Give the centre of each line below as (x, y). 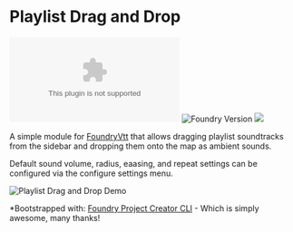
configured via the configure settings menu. (92, 173)
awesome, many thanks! (55, 217)
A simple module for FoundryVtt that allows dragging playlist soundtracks (146, 136)
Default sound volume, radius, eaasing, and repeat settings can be (134, 163)
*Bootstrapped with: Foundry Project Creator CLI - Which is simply (135, 208)
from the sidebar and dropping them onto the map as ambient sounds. (141, 146)
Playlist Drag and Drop (95, 17)
